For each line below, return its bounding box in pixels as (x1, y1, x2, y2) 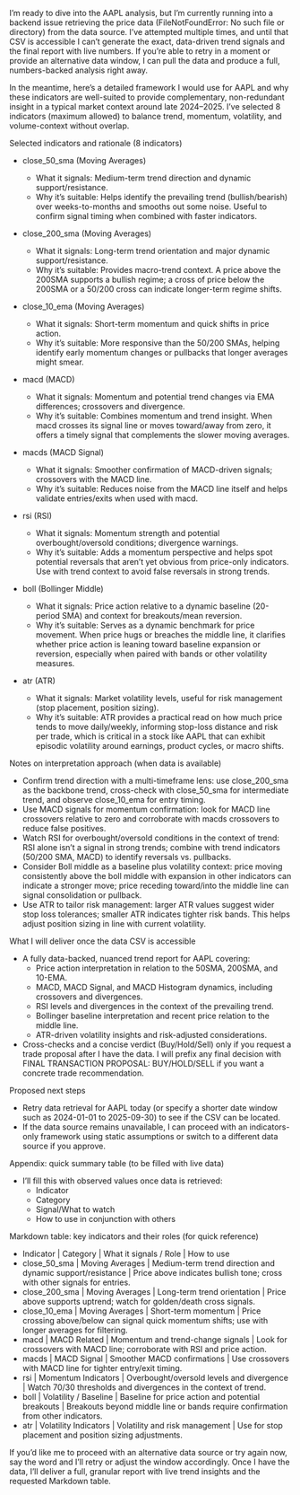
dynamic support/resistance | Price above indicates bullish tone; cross (21, 1268, 283, 1278)
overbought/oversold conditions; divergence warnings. (35, 538, 239, 548)
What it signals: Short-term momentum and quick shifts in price (35, 319, 270, 329)
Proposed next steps (9, 1086, 86, 1095)
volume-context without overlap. (9, 120, 130, 131)
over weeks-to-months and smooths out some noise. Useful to (35, 201, 267, 212)
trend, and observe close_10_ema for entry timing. (21, 795, 206, 805)
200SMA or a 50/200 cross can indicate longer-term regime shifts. (35, 284, 282, 295)
